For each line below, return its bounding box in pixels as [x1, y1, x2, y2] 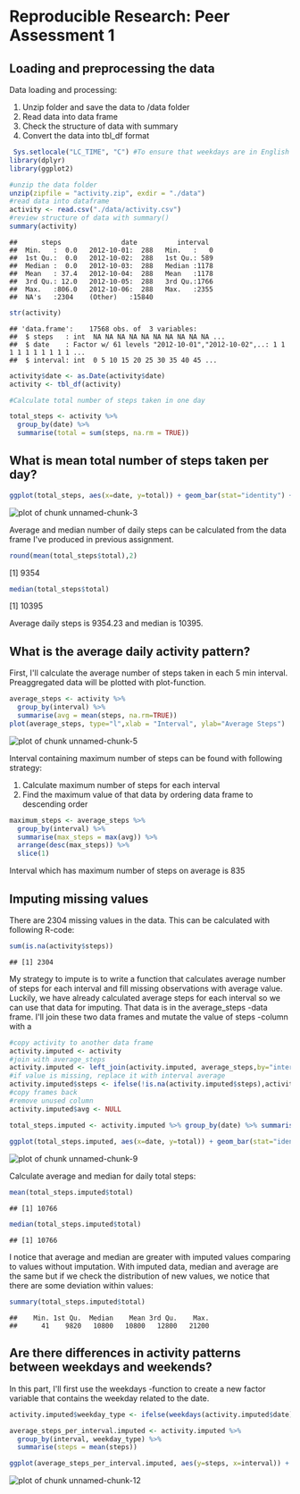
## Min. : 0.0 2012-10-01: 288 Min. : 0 [9, 246, 214, 255]
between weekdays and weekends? [9, 1360, 212, 1375]
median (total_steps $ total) [9, 584, 110, 593]
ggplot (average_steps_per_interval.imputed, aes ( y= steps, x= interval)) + [9, 1459, 290, 1468]
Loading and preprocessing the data [9, 61, 215, 76]
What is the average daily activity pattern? [9, 643, 251, 659]
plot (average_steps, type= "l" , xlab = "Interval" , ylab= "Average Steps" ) [9, 719, 286, 728]
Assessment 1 [9, 25, 115, 46]
